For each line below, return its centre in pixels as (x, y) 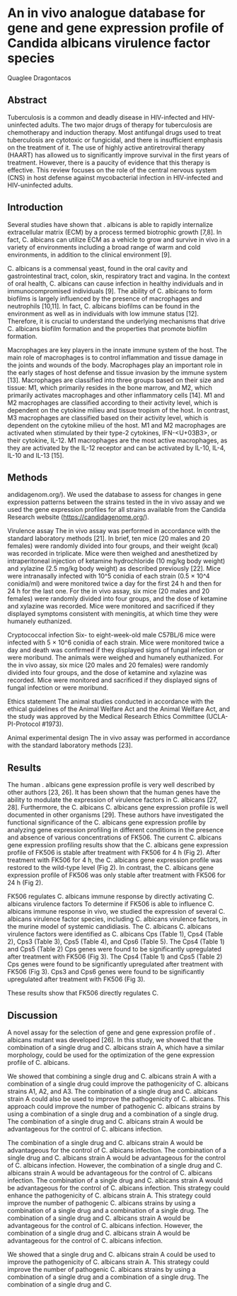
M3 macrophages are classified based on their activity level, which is (108, 418)
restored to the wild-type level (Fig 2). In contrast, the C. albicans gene (111, 868)
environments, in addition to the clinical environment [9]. (89, 255)
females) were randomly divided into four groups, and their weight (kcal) (113, 546)
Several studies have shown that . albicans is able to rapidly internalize (110, 224)
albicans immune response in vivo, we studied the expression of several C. (116, 912)
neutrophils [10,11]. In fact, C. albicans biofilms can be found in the (104, 306)
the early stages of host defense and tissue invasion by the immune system (117, 372)
